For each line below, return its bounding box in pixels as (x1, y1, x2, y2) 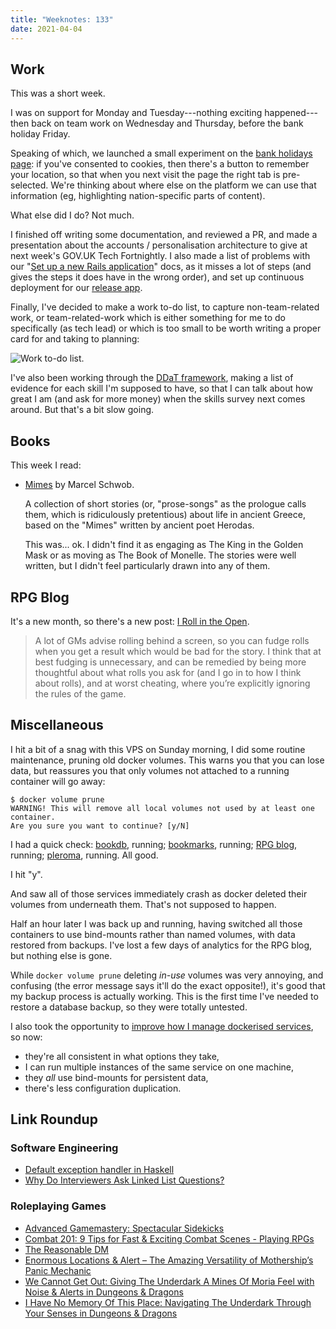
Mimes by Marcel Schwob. (24, 479, 135, 491)
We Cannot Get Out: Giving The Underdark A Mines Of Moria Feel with (24, 1275, 315, 1287)
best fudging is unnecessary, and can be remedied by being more (34, 656, 307, 668)
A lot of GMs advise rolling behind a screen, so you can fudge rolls (34, 634, 310, 646)
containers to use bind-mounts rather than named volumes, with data (10, 928, 296, 940)
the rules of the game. (34, 687, 127, 700)
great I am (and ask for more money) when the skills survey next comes (10, 393, 306, 405)
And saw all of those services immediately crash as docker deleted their (10, 887, 308, 900)
